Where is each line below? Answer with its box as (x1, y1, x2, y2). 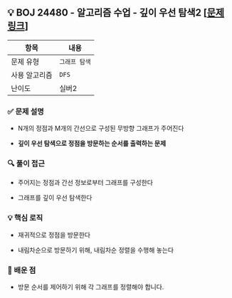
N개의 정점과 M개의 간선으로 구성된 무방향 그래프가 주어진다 (17, 124, 184, 133)
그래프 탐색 (59, 58, 91, 65)
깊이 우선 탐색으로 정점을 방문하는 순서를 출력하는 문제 (17, 139, 167, 148)
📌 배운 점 (7, 265, 36, 275)
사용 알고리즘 (11, 70, 53, 80)
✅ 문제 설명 (7, 106, 44, 116)
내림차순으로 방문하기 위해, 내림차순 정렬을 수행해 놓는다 (17, 245, 174, 254)
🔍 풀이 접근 (7, 159, 45, 169)
